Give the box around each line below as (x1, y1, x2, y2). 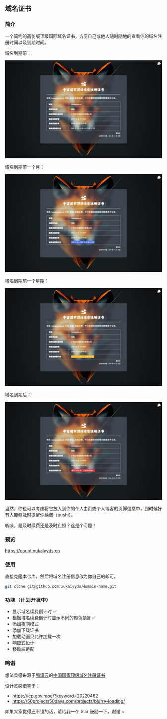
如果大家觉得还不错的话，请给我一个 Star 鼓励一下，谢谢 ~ (5, 708, 125, 714)
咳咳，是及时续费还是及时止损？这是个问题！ (5, 522, 97, 528)
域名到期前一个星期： (5, 278, 49, 284)
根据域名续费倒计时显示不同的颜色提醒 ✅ (12, 615, 96, 621)
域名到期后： (5, 391, 31, 397)
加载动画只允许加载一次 (12, 634, 61, 640)
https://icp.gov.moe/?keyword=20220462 (12, 693, 98, 699)
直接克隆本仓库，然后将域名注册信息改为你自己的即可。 (5, 573, 118, 579)
